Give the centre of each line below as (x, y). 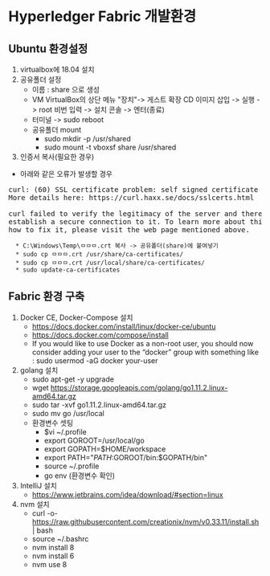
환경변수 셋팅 (53, 423)
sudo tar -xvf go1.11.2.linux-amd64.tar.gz (99, 404)
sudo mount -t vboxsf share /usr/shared (110, 147)
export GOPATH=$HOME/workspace (105, 449)
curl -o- (45, 513)
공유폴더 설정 (41, 80)
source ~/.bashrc (60, 538)
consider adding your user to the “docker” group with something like (145, 352)
